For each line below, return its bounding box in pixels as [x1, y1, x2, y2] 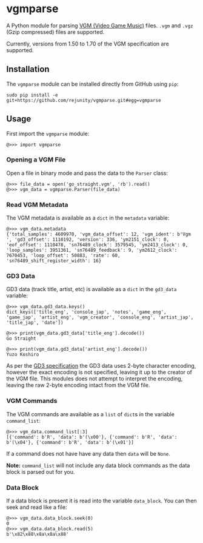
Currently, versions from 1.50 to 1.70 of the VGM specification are [6, 40, 170, 47]
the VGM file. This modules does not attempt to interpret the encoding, [6, 375, 183, 382]
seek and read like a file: [6, 504, 67, 511]
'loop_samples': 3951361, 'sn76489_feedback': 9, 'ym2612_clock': [6, 248, 178, 254]
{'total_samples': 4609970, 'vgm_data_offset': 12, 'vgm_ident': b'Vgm [6, 231, 191, 238]
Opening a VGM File [6, 155, 66, 164]
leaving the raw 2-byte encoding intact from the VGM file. [6, 382, 150, 389]
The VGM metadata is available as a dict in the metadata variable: [6, 214, 170, 221]
